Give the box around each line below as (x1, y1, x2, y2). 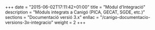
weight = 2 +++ (54, 19, 86, 25)
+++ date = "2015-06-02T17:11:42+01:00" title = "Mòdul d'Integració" (5, 4, 146, 10)
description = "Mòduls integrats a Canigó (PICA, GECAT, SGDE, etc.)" (5, 9, 146, 15)
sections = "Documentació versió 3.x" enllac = (5, 15, 99, 20)
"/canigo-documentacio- (100, 15, 151, 20)
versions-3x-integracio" (5, 19, 53, 25)
